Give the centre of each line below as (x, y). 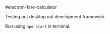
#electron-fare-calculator (31, 7)
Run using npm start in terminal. (38, 26)
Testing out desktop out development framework (55, 17)
